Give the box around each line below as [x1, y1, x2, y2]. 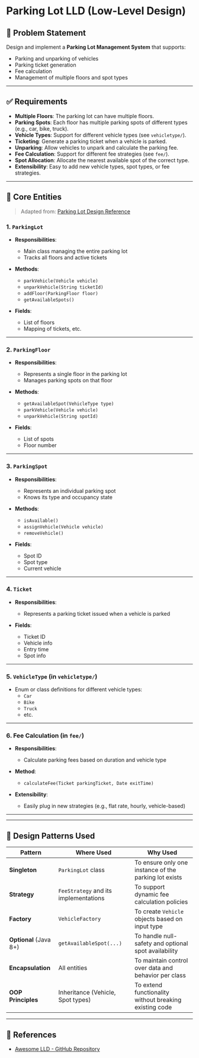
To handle [134, 932, 162, 940]
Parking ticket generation [14, 61, 76, 68]
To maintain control [134, 956, 188, 965]
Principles [9, 996, 38, 1004]
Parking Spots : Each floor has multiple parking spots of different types [14, 119, 188, 126]
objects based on [134, 915, 183, 923]
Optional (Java [9, 936, 52, 944]
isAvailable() [23, 518, 59, 524]
